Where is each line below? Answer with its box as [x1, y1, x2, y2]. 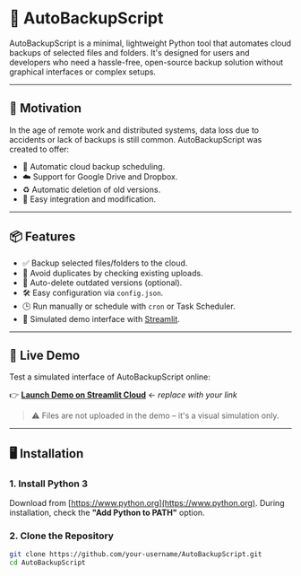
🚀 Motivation [9, 100, 82, 116]
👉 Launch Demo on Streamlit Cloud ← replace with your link [9, 389, 237, 400]
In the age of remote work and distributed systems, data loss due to [9, 125, 260, 135]
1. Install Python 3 [9, 477, 88, 490]
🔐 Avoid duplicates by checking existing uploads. [21, 267, 203, 278]
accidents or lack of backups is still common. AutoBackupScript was [9, 134, 262, 144]
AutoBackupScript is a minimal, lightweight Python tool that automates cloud [9, 38, 292, 48]
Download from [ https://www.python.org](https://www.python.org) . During [9, 498, 285, 509]
